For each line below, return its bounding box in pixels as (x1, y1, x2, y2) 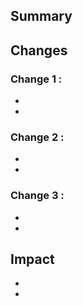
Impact (10, 251, 55, 268)
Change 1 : (10, 72, 63, 86)
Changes (10, 42, 68, 59)
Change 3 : (10, 189, 65, 203)
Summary (10, 8, 73, 25)
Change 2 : (10, 130, 65, 144)
